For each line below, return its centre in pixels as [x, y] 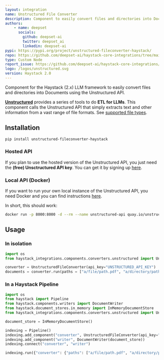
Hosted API [19, 151]
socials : [27, 32]
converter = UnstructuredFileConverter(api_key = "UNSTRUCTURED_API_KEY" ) [81, 267]
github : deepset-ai [42, 37]
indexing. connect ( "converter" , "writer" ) [48, 344]
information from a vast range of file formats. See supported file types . [76, 112]
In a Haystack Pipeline [32, 285]
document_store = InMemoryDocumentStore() [49, 321]
